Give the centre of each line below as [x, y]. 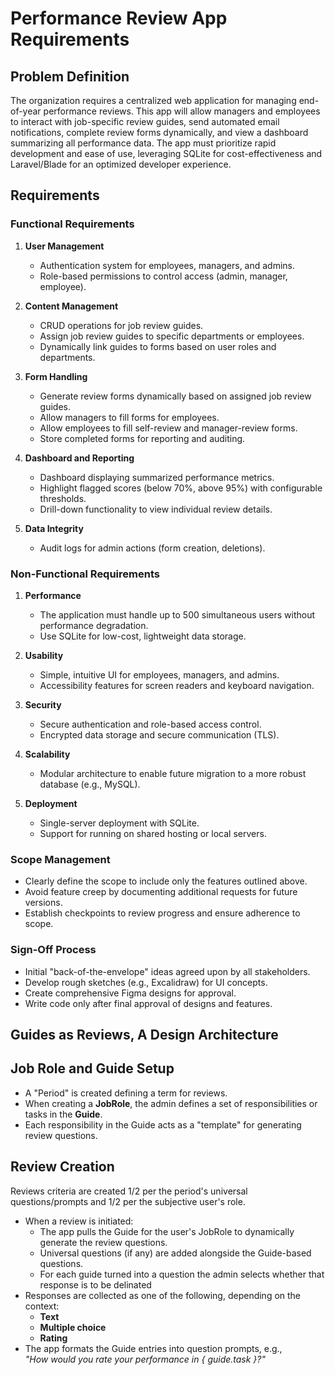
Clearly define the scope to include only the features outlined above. [166, 881]
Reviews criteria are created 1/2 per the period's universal [129, 1191]
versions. [43, 903]
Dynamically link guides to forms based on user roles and [158, 346]
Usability [44, 655]
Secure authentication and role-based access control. [150, 724]
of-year [26, 111]
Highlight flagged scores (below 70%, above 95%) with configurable [181, 488]
